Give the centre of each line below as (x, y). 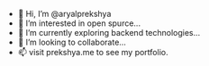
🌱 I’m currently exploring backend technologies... (109, 33)
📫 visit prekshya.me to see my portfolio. (93, 52)
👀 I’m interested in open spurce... (79, 23)
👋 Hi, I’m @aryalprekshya (64, 14)
